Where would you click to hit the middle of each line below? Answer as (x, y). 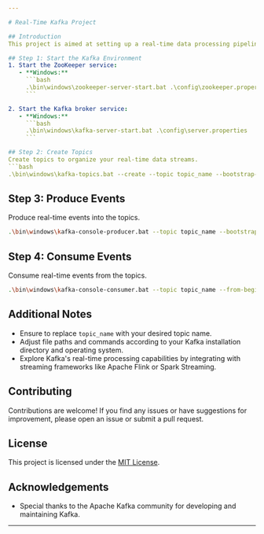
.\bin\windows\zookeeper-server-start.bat (96, 87)
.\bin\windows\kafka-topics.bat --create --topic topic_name (110, 174)
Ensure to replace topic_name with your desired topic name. (115, 333)
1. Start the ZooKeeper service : (63, 65)
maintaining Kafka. (49, 514)
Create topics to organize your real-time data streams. (103, 160)
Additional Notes (50, 314)
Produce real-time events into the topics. (74, 218)
